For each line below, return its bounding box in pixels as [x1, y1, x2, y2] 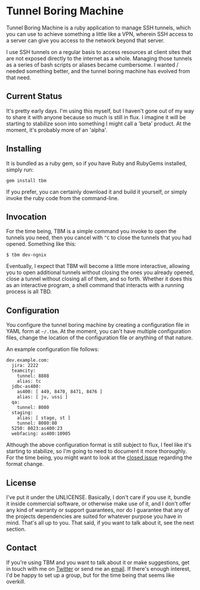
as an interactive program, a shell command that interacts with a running [6, 282, 184, 289]
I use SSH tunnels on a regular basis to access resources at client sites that [6, 48, 192, 55]
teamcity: [11, 368, 36, 374]
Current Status [6, 91, 63, 101]
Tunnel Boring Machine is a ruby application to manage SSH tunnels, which [6, 24, 191, 31]
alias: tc [17, 378, 42, 384]
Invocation [6, 212, 47, 222]
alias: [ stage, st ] [17, 415, 70, 421]
